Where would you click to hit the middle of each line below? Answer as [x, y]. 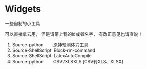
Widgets [23, 9]
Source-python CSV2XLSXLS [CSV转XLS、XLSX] [68, 61]
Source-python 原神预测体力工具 [50, 44]
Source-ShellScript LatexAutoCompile [52, 55]
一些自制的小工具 [23, 23]
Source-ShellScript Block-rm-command [54, 50]
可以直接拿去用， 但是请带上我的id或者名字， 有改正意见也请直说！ [74, 34]
